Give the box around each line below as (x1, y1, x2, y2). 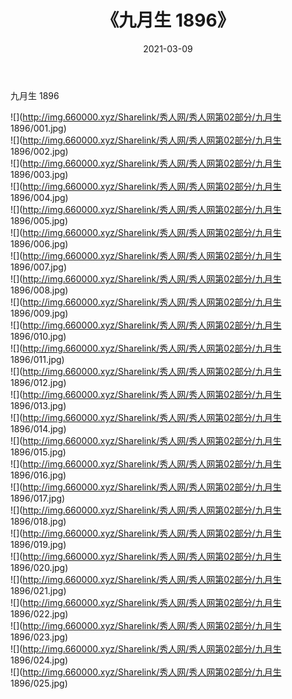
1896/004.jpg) (10, 191, 69, 203)
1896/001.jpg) (10, 122, 67, 134)
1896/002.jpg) (10, 145, 69, 157)
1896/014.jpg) (10, 422, 67, 435)
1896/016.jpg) (10, 469, 67, 481)
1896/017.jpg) (10, 492, 66, 504)
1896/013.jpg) (10, 399, 67, 411)
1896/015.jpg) (10, 446, 67, 458)
